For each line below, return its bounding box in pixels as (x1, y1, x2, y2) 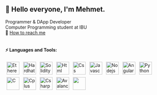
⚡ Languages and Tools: (5, 47, 57, 53)
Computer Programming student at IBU (5, 24, 87, 30)
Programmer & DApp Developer (5, 18, 71, 25)
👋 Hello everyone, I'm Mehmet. (5, 5, 106, 14)
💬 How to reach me (5, 29, 46, 36)
